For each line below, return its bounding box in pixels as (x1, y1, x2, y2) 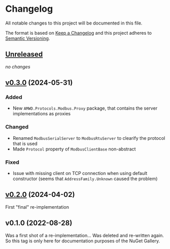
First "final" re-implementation (5, 204, 69, 210)
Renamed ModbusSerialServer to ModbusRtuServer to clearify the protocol (12, 135, 165, 141)
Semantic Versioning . (5, 35, 50, 41)
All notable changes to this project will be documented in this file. (5, 20, 143, 26)
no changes (5, 63, 31, 69)
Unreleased (5, 50, 43, 59)
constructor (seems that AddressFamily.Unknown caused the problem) (12, 176, 158, 182)
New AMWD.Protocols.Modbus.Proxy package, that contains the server (12, 105, 158, 111)
